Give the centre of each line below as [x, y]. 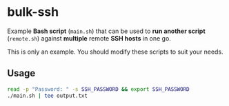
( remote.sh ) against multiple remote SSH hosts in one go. [89, 38]
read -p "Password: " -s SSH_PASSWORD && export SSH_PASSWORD [98, 89]
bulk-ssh [33, 12]
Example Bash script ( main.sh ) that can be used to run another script [106, 31]
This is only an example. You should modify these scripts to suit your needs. [115, 52]
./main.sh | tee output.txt [48, 96]
